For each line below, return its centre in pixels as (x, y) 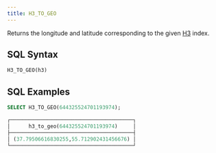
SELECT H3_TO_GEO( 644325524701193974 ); (64, 108)
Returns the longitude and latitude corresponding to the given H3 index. (108, 33)
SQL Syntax (33, 55)
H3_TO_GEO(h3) (27, 70)
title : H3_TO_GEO (32, 13)
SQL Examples (39, 92)
